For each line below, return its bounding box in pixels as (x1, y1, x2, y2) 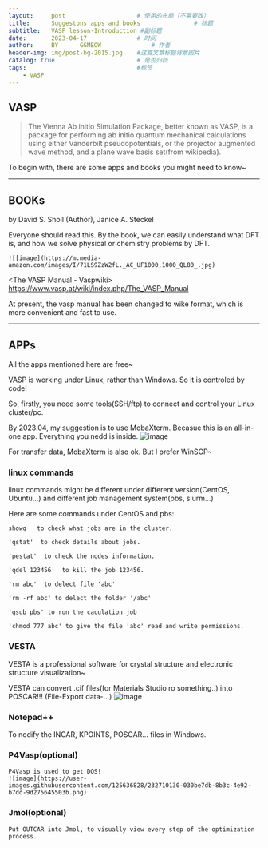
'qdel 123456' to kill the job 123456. (8, 567, 145, 575)
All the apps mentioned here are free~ (8, 360, 134, 369)
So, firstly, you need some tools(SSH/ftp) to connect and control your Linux (8, 399, 255, 408)
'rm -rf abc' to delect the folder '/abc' (8, 595, 152, 603)
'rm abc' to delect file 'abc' (8, 580, 116, 588)
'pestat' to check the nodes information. (8, 552, 156, 560)
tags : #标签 (8, 64, 153, 72)
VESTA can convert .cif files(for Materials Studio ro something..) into (8, 683, 233, 692)
